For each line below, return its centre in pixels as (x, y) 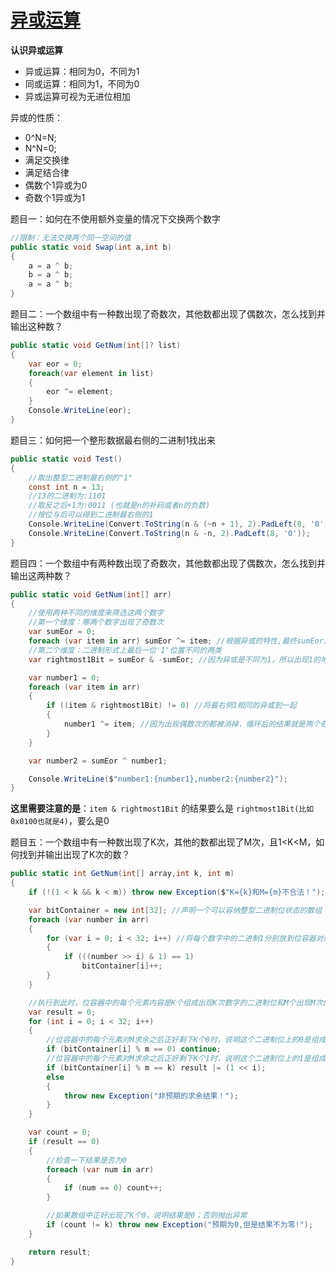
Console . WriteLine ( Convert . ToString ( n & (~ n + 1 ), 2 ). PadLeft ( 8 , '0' (176, 524)
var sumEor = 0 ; (62, 632)
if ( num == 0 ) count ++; (113, 1188)
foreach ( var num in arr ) (100, 1169)
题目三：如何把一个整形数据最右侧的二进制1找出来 (113, 440)
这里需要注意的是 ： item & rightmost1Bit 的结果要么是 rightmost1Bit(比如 (162, 808)
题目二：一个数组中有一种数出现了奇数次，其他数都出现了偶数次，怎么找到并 (168, 314)
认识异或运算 (36, 50)
